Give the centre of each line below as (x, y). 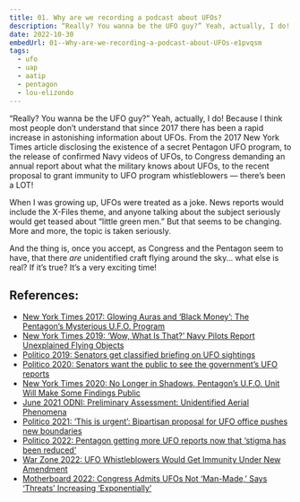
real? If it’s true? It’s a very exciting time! (83, 267)
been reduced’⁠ (49, 450)
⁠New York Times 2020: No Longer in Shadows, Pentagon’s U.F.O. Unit (151, 384)
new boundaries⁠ (52, 431)
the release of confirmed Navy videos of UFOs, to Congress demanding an (147, 156)
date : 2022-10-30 (42, 34)
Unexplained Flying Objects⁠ (73, 345)
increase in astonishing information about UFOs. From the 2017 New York (145, 137)
